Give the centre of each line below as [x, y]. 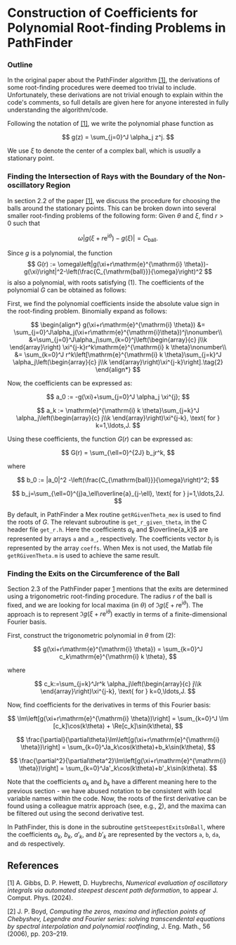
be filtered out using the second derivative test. [76, 814]
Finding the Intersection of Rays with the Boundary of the [107, 176]
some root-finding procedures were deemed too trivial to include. [102, 88]
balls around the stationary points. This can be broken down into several [112, 208]
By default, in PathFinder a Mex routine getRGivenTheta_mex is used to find [114, 515]
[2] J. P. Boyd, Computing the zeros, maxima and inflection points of [106, 911]
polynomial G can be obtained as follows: [67, 290]
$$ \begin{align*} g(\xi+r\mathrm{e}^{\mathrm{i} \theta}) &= [118, 325]
